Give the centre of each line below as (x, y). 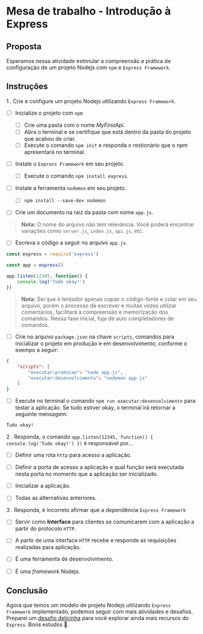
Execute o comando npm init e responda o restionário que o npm (106, 145)
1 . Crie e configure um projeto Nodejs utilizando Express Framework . (91, 101)
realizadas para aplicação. (48, 547)
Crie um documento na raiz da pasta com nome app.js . (84, 212)
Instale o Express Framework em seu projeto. (70, 164)
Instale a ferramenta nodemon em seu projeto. (71, 188)
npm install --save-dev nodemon (65, 201)
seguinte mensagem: (41, 414)
